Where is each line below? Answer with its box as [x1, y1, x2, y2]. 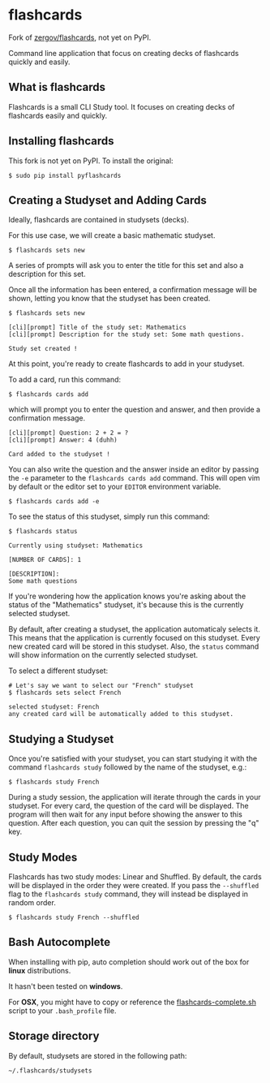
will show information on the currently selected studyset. [8, 650, 199, 660]
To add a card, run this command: [8, 375, 122, 385]
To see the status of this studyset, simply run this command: [8, 511, 210, 521]
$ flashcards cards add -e [8, 498, 100, 506]
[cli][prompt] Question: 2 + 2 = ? [8, 429, 129, 438]
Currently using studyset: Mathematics [8, 541, 144, 550]
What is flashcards [8, 80, 106, 94]
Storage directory [8, 1029, 100, 1043]
